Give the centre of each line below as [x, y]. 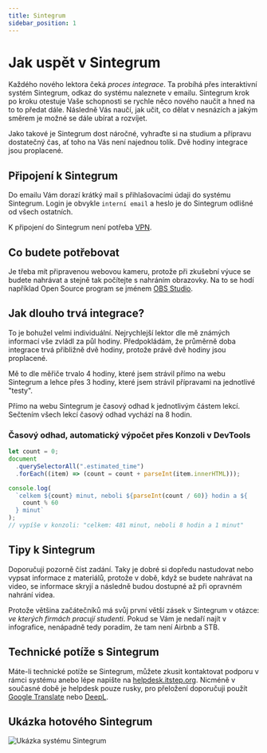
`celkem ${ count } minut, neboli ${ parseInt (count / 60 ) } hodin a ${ [132, 496]
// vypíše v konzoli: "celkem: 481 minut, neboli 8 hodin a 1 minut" [126, 526]
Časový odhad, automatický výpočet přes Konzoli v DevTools [130, 435]
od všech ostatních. [41, 212]
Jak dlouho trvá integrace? [77, 314]
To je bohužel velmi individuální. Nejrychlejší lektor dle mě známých [119, 332]
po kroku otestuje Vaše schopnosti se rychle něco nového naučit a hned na [132, 101]
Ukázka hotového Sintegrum [80, 722]
